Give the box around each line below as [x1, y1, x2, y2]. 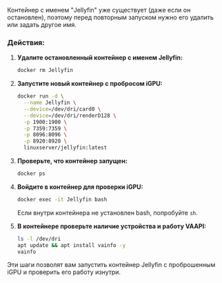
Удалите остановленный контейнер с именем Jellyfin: [17, 53, 183, 62]
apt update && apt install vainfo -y [17, 241, 126, 248]
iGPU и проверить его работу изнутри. [7, 268, 121, 276]
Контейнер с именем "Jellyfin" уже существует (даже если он [7, 6, 191, 14]
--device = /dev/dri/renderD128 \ [23, 112, 117, 119]
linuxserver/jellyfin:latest [23, 145, 108, 152]
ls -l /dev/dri [17, 235, 61, 242]
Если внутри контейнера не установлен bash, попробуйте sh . [17, 208, 199, 217]
